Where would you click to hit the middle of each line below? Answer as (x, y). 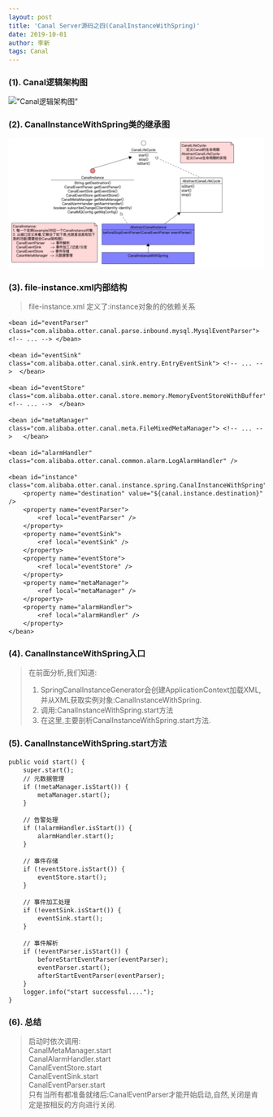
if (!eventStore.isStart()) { (74, 869)
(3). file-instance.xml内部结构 (68, 287)
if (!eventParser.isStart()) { (76, 951)
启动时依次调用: (54, 1041)
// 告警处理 (41, 820)
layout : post (30, 17)
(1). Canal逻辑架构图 (48, 83)
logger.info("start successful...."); (89, 992)
